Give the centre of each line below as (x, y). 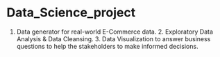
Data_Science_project (71, 13)
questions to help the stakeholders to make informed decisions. (107, 46)
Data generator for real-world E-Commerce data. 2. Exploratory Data (115, 32)
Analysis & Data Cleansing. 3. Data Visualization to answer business (113, 38)
